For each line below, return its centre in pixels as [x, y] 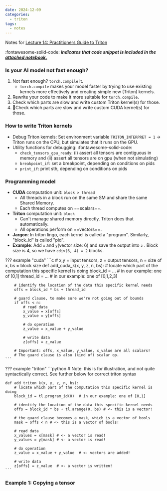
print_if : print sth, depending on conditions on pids [74, 168]
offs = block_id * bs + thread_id [50, 290]
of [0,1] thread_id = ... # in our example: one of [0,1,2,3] [61, 276]
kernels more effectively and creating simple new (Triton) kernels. [87, 92]
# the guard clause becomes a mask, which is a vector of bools [82, 418]
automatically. [34, 224]
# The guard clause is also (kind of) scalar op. [67, 355]
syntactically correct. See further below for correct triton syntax [71, 374]
